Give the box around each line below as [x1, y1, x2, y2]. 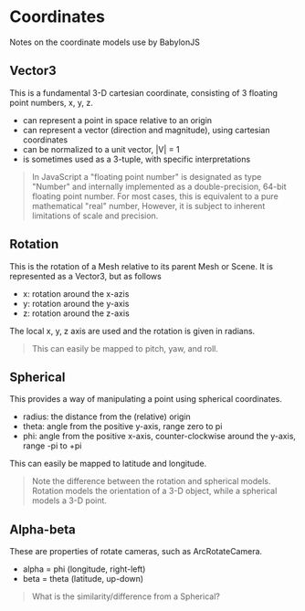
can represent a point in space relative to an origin [22, 114, 213, 125]
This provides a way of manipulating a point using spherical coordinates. [9, 394, 283, 405]
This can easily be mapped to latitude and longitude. [9, 458, 207, 469]
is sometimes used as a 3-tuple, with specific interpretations [22, 153, 251, 164]
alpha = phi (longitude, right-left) [22, 564, 146, 574]
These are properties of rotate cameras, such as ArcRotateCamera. [9, 546, 263, 557]
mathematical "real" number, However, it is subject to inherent [31, 200, 266, 211]
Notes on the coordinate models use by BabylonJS [9, 37, 201, 47]
